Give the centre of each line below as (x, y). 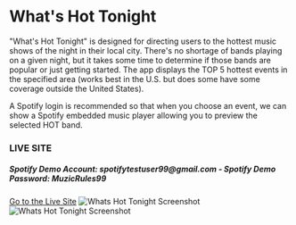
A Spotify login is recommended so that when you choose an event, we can (148, 105)
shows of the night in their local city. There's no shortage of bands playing (146, 50)
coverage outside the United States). (77, 88)
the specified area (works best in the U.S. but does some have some (135, 79)
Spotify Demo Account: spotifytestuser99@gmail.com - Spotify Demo (143, 169)
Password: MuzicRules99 (58, 179)
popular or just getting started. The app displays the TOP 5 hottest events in (148, 70)
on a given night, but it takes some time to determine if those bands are (140, 60)
